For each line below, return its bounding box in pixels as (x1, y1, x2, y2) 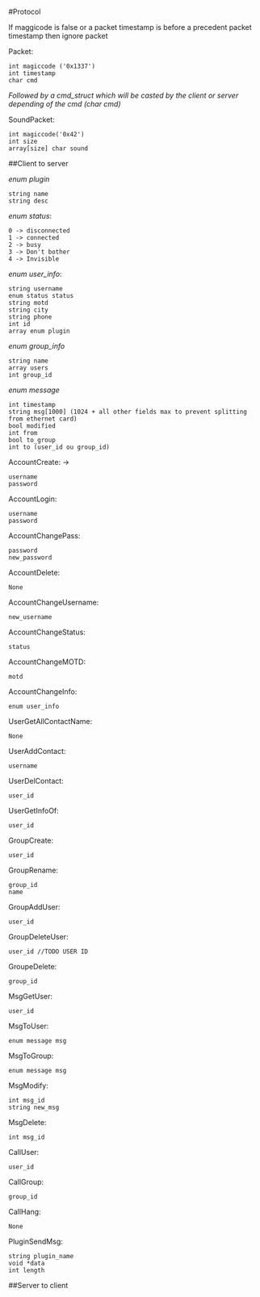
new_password (8, 554, 52, 562)
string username (8, 285, 63, 293)
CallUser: (8, 1148, 40, 1157)
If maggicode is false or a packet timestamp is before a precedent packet (8, 23, 252, 31)
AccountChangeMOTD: (8, 657, 86, 667)
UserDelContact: (8, 776, 65, 785)
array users (8, 364, 48, 372)
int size (8, 137, 38, 145)
